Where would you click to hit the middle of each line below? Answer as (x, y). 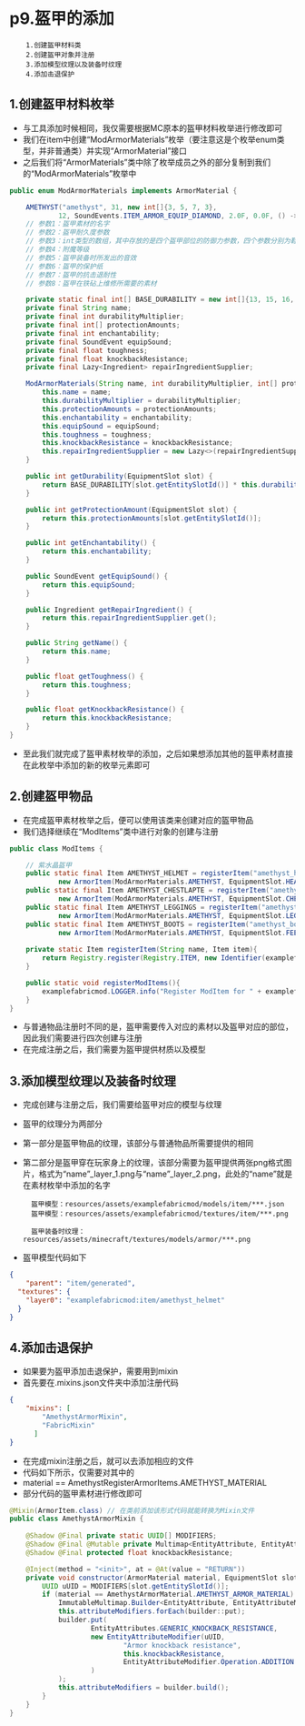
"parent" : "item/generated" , (81, 1284)
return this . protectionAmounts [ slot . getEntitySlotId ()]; (152, 518)
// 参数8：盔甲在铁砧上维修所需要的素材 (91, 283)
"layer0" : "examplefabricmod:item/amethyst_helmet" (125, 1300)
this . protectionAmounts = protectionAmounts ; (130, 409)
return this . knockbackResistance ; (107, 718)
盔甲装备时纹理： (59, 1232)
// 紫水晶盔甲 (49, 865)
